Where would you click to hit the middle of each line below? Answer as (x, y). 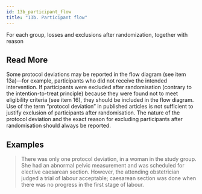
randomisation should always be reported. (59, 126)
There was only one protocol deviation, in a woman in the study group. (109, 159)
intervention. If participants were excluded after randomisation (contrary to (99, 87)
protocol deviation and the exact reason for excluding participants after (94, 119)
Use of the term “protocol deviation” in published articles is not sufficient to (100, 107)
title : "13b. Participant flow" (47, 17)
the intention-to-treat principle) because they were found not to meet (92, 93)
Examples (25, 144)
